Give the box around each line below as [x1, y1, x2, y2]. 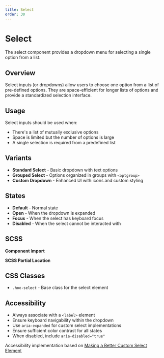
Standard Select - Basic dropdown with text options [12, 167, 118, 173]
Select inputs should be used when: [5, 120, 78, 126]
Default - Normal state [12, 205, 58, 211]
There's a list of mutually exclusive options [12, 129, 99, 135]
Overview [5, 68, 36, 77]
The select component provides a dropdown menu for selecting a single [5, 49, 151, 55]
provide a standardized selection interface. [5, 92, 92, 98]
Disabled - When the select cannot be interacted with [12, 220, 121, 227]
